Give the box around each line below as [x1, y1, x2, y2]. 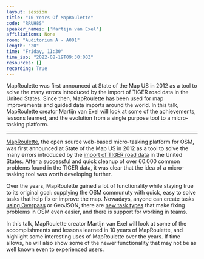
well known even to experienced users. [6, 246, 104, 253]
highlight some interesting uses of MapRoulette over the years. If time [6, 233, 181, 240]
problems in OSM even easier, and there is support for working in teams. [6, 208, 188, 216]
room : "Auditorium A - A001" [6, 37, 80, 43]
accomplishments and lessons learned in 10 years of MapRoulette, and [6, 226, 183, 234]
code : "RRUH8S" [6, 20, 45, 26]
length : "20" [6, 43, 39, 49]
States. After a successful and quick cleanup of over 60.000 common [6, 157, 180, 165]
